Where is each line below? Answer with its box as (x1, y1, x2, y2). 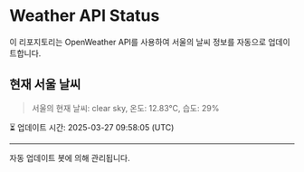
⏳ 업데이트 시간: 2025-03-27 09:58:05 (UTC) (9, 121, 175, 132)
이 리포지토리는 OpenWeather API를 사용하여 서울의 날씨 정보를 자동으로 (9, 36, 267, 47)
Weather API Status (9, 5, 160, 26)
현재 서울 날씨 (9, 77, 81, 92)
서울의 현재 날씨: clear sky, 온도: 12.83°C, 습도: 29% (31, 102, 220, 113)
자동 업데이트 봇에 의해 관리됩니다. (9, 152, 130, 163)
